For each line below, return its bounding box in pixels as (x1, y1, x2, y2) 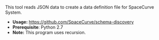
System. (5, 9, 22, 15)
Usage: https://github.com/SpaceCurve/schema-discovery (12, 19, 134, 25)
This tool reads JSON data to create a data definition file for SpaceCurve (5, 4, 155, 10)
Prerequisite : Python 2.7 (12, 24, 63, 30)
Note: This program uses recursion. (12, 30, 86, 35)
